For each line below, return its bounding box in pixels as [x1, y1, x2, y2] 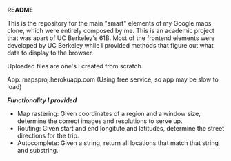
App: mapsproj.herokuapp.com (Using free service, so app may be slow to [7, 75, 219, 84]
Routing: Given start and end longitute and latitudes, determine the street [17, 124, 225, 132]
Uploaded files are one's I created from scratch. [7, 62, 143, 70]
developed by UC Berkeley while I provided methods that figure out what [7, 41, 214, 49]
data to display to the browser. [7, 48, 94, 57]
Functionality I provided [7, 96, 77, 104]
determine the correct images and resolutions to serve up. [17, 117, 183, 125]
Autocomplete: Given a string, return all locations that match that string [17, 139, 219, 147]
